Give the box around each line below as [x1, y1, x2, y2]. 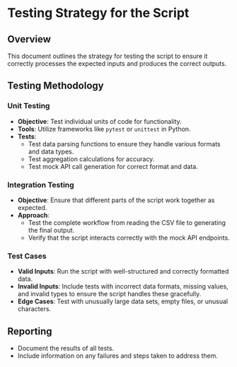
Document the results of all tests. [17, 344, 115, 353]
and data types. [28, 147, 74, 156]
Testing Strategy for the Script [7, 5, 190, 21]
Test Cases [7, 251, 47, 261]
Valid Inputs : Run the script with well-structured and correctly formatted [17, 267, 229, 276]
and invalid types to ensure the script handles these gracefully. [17, 290, 202, 298]
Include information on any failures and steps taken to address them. [17, 351, 218, 360]
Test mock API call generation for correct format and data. [28, 162, 198, 170]
